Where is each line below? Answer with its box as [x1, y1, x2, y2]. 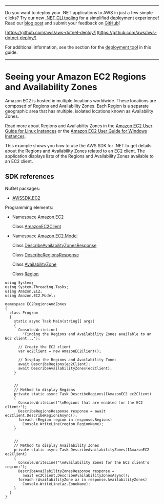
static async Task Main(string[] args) [14, 319, 95, 323]
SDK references [5, 172, 55, 181]
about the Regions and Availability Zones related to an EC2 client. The [5, 148, 145, 154]
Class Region [12, 271, 39, 276]
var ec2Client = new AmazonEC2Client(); [18, 348, 102, 354]
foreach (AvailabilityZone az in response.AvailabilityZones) [18, 477, 147, 482]
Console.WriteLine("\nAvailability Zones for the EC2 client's [18, 460, 150, 465]
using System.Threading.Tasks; [5, 284, 69, 289]
